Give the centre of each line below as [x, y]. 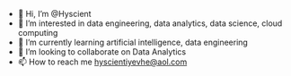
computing [38, 33]
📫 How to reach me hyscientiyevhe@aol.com [102, 62]
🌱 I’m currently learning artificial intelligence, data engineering [133, 42]
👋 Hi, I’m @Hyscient [54, 14]
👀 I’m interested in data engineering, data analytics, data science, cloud [150, 23]
